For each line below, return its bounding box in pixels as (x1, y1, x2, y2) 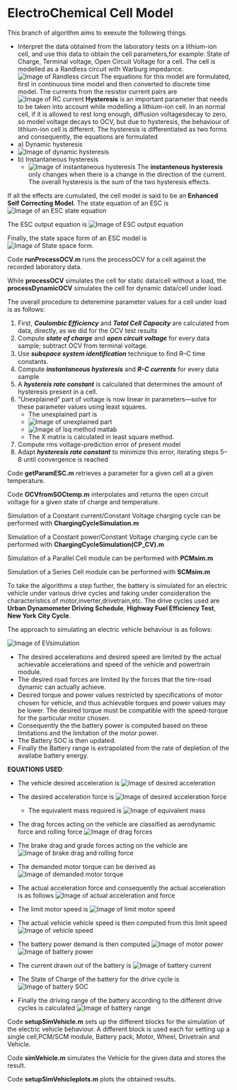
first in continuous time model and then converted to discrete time (17, 79, 211, 88)
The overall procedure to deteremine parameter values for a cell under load (7, 297, 227, 306)
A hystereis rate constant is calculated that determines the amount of (17, 380, 223, 388)
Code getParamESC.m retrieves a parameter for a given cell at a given (7, 469, 214, 477)
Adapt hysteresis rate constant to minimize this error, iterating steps (17, 448, 219, 456)
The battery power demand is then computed (17, 940, 150, 948)
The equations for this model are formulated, (100, 72, 231, 81)
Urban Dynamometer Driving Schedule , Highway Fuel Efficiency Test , (7, 603, 216, 612)
